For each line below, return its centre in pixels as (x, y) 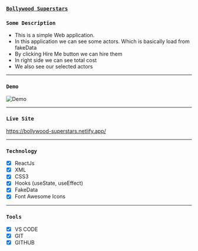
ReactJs (24, 163)
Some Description (31, 23)
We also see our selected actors (54, 67)
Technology (22, 151)
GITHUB (25, 242)
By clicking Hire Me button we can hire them (68, 54)
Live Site (20, 119)
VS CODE (26, 229)
